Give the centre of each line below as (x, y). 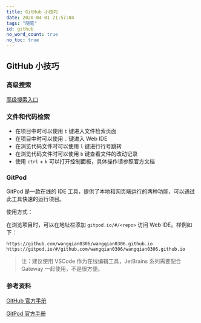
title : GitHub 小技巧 (32, 12)
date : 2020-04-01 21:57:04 (40, 18)
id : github (20, 29)
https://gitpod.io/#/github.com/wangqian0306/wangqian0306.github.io (96, 250)
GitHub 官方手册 (26, 301)
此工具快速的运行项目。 (35, 199)
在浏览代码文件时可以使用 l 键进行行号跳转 (68, 146)
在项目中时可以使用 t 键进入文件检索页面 (66, 131)
